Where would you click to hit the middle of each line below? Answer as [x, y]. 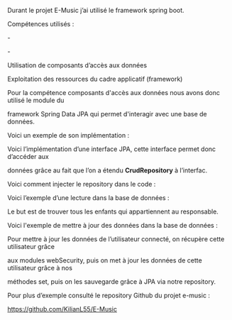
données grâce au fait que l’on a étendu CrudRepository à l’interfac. [107, 170]
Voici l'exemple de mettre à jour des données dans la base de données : [112, 225]
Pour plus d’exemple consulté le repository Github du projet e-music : [109, 295]
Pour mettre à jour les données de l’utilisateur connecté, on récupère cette [116, 239]
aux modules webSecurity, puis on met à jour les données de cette [105, 260]
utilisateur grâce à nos [40, 268]
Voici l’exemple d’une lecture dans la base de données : [88, 198]
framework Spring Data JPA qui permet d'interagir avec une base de [107, 114]
